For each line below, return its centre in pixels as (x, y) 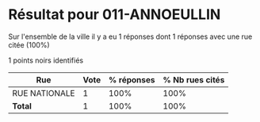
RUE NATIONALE (44, 93)
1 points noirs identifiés (46, 60)
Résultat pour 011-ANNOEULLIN (115, 15)
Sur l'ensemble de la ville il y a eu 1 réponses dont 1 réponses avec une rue (130, 36)
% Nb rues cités (194, 79)
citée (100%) (29, 44)
